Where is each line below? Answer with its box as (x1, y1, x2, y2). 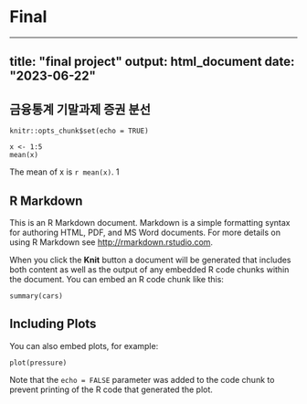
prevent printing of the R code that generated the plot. (9, 384, 213, 395)
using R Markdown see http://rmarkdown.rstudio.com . (9, 236, 213, 248)
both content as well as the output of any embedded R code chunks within (9, 263, 290, 275)
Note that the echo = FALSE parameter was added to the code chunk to (9, 374, 275, 385)
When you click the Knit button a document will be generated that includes (9, 254, 291, 265)
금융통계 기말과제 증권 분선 (9, 101, 151, 117)
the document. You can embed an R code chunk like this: (9, 273, 224, 284)
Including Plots (9, 316, 97, 332)
